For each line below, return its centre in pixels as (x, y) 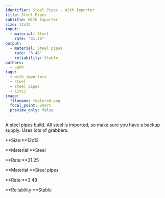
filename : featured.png (35, 101)
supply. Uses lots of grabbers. (37, 130)
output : (14, 44)
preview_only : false (32, 110)
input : (12, 29)
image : (12, 96)
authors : (15, 63)
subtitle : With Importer (32, 19)
